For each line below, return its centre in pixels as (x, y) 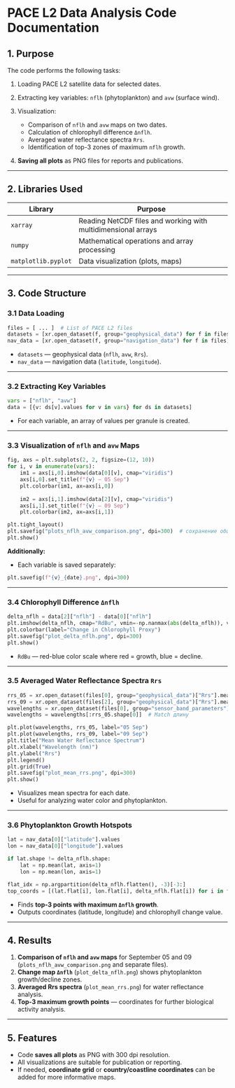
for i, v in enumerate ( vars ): (51, 467)
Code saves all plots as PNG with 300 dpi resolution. (94, 1055)
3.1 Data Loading (36, 313)
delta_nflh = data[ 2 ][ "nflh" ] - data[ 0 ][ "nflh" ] (79, 617)
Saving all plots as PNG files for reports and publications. (100, 160)
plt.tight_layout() (36, 525)
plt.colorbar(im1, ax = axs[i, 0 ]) (67, 486)
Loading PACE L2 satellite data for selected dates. (89, 84)
